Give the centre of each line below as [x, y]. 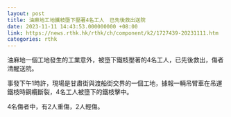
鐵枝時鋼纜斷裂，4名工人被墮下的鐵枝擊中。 [70, 92]
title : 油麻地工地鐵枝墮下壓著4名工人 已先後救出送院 [76, 20]
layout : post [26, 13]
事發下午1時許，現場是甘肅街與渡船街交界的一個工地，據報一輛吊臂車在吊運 [115, 83]
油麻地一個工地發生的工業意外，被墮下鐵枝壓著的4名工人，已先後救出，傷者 [115, 60]
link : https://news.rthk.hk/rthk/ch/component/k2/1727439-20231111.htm [113, 33]
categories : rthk [32, 39]
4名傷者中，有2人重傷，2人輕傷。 [55, 107]
